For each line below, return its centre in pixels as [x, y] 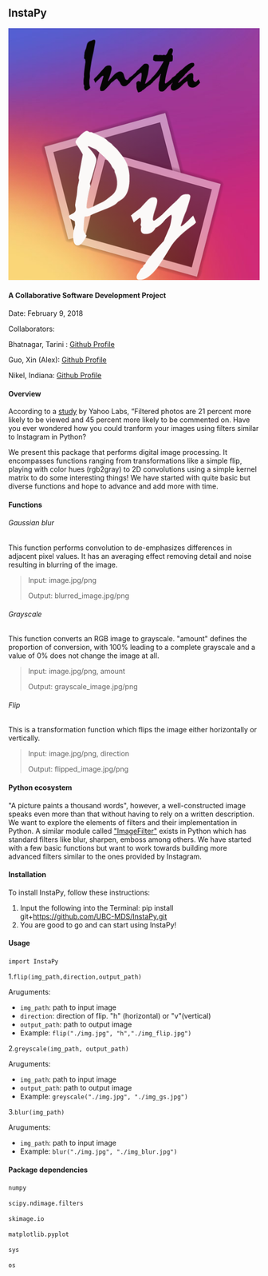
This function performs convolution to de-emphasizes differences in [120, 548]
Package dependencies [48, 1170]
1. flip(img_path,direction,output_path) [75, 977]
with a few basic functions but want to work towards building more [118, 847]
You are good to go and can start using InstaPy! [98, 925]
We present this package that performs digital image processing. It [118, 453]
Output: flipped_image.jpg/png [78, 769]
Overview [25, 393]
